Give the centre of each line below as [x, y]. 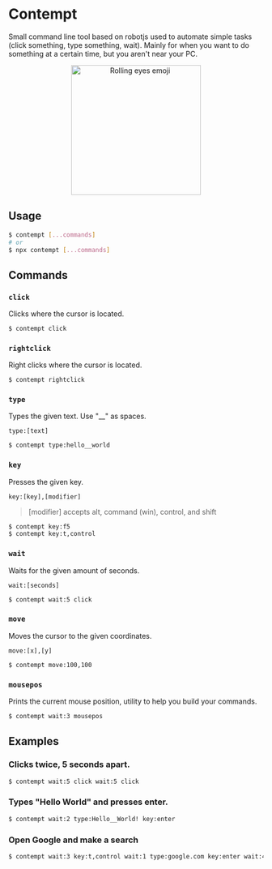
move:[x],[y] [30, 651]
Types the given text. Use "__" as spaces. [78, 416]
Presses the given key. [46, 482]
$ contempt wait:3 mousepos [56, 716]
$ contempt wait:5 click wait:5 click [74, 781]
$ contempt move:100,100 [50, 665]
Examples [34, 741]
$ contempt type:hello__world [59, 445]
